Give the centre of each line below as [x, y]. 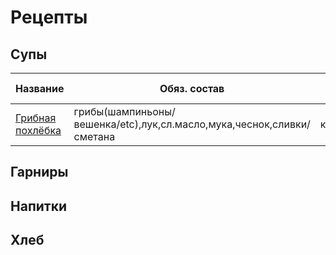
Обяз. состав [192, 88]
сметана [94, 136]
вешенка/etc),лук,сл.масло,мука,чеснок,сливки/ [192, 124]
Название [40, 88]
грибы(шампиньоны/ [124, 111]
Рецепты [49, 17]
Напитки [39, 206]
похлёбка [38, 130]
